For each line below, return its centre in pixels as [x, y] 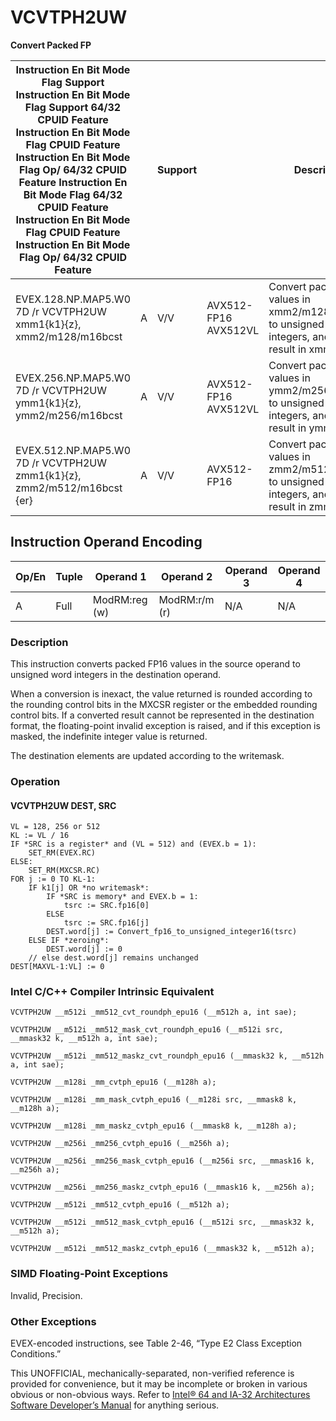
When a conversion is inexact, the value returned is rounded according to [161, 694]
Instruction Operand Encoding [106, 542]
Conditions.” [36, 1354]
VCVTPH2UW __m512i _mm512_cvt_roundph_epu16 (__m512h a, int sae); [154, 1012]
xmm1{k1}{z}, [48, 324]
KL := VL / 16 [40, 836]
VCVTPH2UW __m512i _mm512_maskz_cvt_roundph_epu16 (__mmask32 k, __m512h [167, 1056]
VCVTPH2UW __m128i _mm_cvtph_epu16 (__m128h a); [113, 1082]
